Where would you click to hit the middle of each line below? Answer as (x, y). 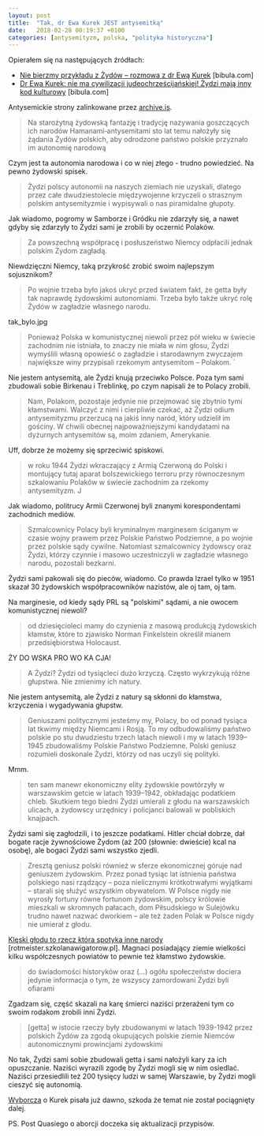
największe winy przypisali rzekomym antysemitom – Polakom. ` (132, 362)
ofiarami (41, 988)
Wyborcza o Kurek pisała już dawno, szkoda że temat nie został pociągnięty (132, 1100)
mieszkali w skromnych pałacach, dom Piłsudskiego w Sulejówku (133, 908)
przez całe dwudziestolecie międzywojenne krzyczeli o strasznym (135, 195)
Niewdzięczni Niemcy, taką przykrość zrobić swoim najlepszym (111, 266)
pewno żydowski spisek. (48, 171)
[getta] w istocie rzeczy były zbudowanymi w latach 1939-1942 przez (140, 1028)
